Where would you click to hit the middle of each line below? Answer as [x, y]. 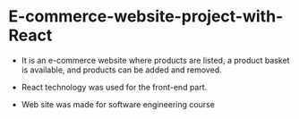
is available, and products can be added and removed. [121, 70]
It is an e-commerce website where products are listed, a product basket [155, 60]
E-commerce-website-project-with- [146, 17]
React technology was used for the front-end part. [114, 87]
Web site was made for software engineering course [118, 104]
